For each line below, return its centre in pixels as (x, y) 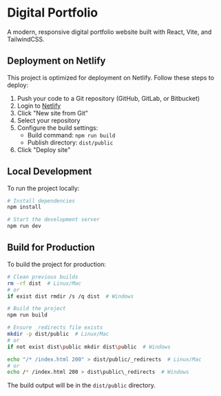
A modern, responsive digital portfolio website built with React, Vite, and (109, 32)
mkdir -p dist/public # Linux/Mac (58, 334)
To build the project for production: (57, 264)
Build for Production (51, 248)
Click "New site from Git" (52, 113)
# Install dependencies (41, 201)
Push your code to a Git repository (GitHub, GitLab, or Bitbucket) (108, 98)
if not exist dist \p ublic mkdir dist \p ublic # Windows (89, 347)
